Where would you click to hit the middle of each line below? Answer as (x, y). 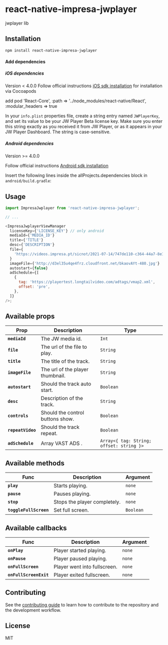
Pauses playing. (72, 494)
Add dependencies (25, 62)
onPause (17, 559)
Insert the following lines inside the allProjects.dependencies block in (76, 175)
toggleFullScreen (28, 510)
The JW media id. (61, 339)
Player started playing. (80, 551)
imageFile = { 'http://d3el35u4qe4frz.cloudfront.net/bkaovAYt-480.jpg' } (85, 263)
